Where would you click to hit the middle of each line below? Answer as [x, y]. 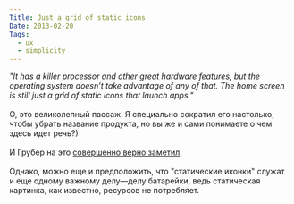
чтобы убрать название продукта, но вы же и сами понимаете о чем [141, 124]
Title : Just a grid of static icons [77, 17]
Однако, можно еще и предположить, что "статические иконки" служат [147, 172]
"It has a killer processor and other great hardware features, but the [135, 76]
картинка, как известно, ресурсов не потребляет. [104, 191]
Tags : [19, 34]
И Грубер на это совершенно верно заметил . [96, 152]
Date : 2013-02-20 [42, 26]
